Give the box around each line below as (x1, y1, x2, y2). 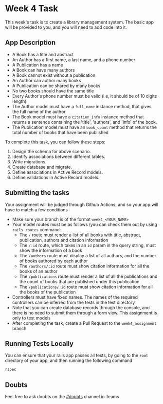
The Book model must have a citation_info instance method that (12, 113, 144, 120)
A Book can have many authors (12, 67, 75, 73)
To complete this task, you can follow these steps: (5, 139, 106, 145)
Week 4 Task (5, 3, 58, 14)
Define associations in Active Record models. (12, 169, 103, 175)
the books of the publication (19, 289, 76, 295)
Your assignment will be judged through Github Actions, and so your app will (5, 202, 159, 207)
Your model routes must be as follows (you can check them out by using (12, 221, 157, 227)
